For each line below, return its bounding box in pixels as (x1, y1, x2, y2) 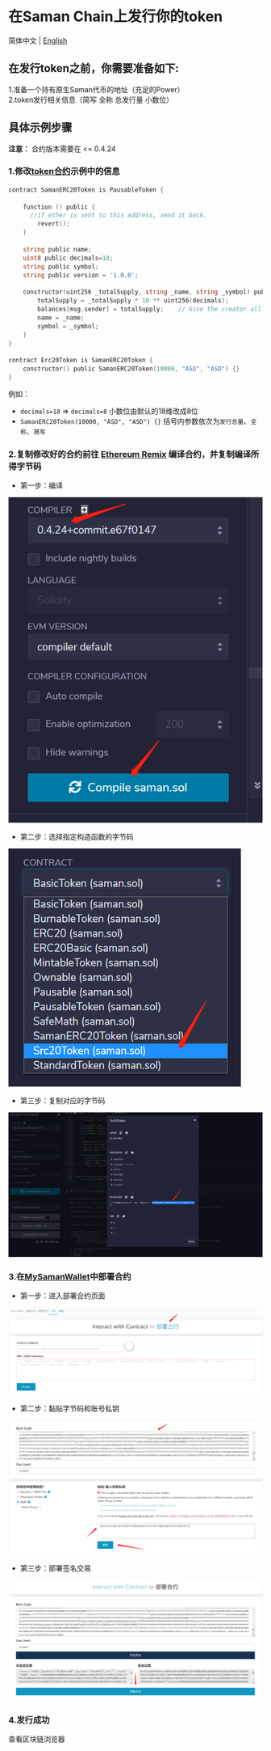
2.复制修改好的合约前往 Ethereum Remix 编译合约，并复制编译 (8, 448, 252, 459)
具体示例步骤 (8, 121, 73, 134)
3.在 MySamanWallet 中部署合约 (8, 1271, 131, 1282)
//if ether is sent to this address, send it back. (29, 211, 207, 219)
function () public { (23, 203, 95, 211)
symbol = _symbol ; (37, 322, 99, 330)
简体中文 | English (8, 36, 68, 45)
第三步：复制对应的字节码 (19, 1096, 106, 1106)
